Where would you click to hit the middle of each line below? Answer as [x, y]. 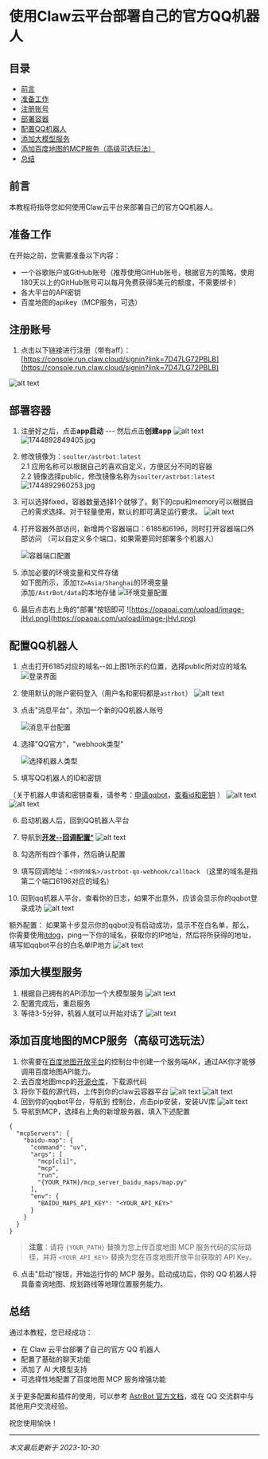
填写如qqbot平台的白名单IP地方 [60, 945]
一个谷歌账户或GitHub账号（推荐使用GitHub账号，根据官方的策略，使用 [138, 272]
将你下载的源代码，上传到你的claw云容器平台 [95, 1091]
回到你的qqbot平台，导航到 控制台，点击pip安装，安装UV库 [118, 1101]
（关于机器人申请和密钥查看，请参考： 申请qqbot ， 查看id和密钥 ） [117, 795]
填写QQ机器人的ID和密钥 [61, 778]
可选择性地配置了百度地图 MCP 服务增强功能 [93, 1379]
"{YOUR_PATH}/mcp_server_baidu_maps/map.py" [113, 1182]
